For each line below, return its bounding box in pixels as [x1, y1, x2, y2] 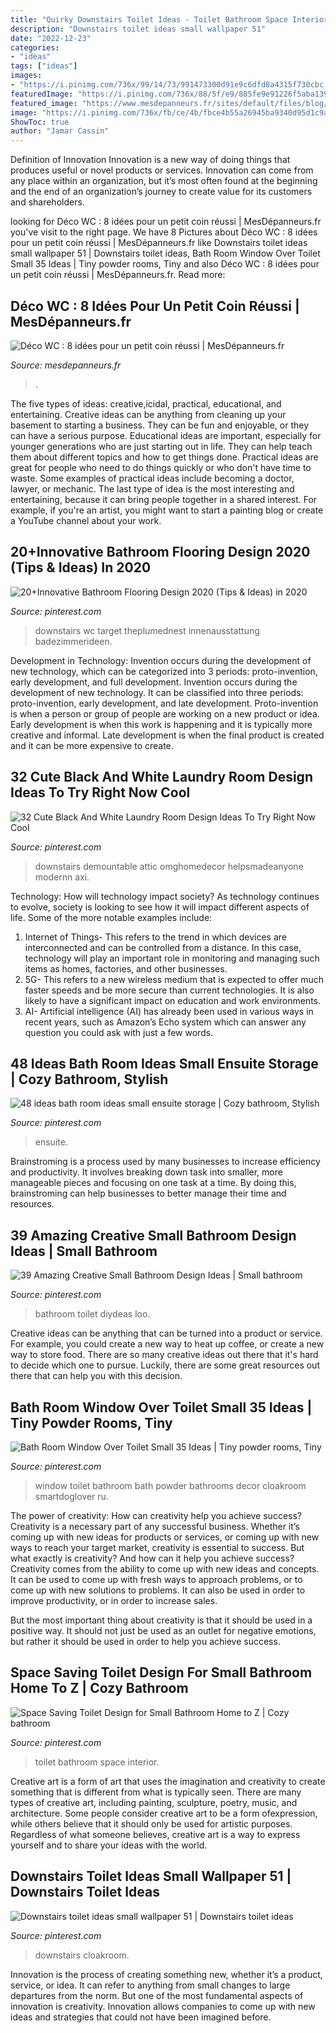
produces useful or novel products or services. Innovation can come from [10, 164, 314, 176]
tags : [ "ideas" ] [10, 61, 78, 71]
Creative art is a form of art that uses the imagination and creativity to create [10, 1775, 326, 1787]
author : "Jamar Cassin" [10, 126, 110, 136]
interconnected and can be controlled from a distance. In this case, [24, 941, 302, 953]
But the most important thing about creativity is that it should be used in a [10, 1614, 313, 1626]
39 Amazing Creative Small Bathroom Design [10, 1227, 297, 1244]
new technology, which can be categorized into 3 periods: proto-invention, [10, 665, 318, 677]
